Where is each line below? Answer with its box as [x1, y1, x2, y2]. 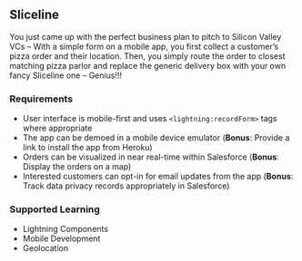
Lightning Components [22, 224, 109, 235]
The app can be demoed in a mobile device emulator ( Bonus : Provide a [22, 132, 290, 143]
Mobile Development [22, 233, 101, 244]
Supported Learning [9, 203, 100, 216]
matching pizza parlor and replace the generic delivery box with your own [9, 60, 287, 71]
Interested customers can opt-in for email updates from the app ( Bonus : [22, 171, 294, 182]
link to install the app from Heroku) [22, 142, 153, 153]
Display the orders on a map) [22, 161, 132, 172]
